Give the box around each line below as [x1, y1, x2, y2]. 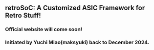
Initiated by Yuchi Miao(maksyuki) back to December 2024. [5, 39, 150, 46]
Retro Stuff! [5, 12, 42, 20]
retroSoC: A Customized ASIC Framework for [5, 4, 145, 12]
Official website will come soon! [5, 26, 83, 33]
